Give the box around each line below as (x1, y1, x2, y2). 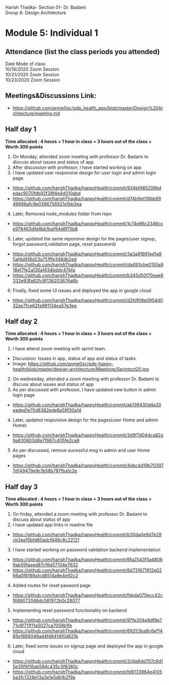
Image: (12, 361, 27, 367)
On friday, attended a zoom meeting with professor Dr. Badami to (12, 511, 147, 517)
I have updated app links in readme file (12, 522, 93, 528)
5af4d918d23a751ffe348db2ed (12, 256, 77, 262)
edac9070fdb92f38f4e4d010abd (12, 190, 81, 196)
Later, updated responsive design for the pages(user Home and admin (12, 417, 158, 423)
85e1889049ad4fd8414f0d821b (12, 633, 78, 640)
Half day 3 (5, 482, 38, 491)
